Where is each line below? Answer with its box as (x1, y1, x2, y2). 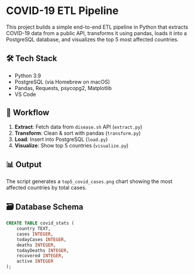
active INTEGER (16, 259, 54, 264)
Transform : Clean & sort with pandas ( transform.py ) (14, 129, 141, 136)
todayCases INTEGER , (16, 236, 67, 242)
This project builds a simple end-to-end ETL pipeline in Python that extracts (6, 23, 188, 30)
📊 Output (6, 159, 42, 169)
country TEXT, (16, 226, 51, 232)
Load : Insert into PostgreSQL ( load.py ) (14, 136, 108, 143)
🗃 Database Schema (6, 202, 84, 212)
